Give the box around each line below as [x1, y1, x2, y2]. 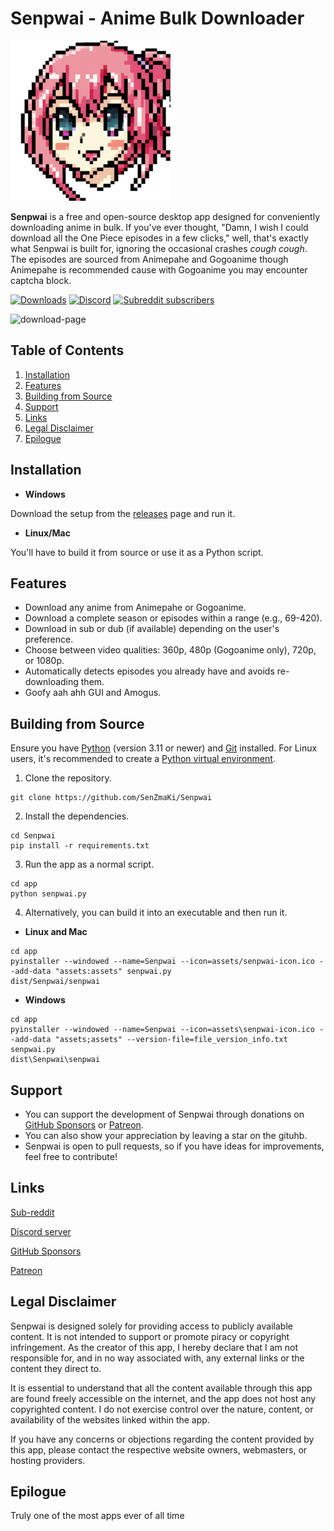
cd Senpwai [10, 831, 56, 841]
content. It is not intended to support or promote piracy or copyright [10, 1330, 290, 1342]
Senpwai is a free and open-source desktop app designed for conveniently [10, 210, 321, 222]
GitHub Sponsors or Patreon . [24, 1119, 144, 1131]
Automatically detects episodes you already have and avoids [24, 665, 275, 677]
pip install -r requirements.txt [10, 841, 150, 851]
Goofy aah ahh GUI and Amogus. [24, 687, 162, 699]
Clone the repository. [24, 772, 112, 784]
